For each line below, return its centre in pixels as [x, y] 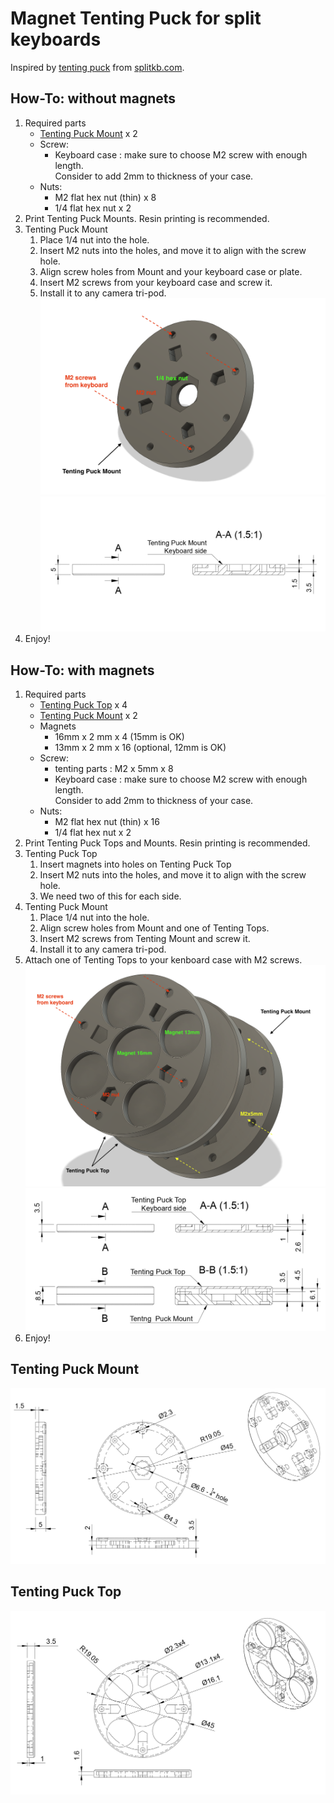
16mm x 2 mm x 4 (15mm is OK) [119, 736]
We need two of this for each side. [110, 896]
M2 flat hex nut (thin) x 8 [105, 197]
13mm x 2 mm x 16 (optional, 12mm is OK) [140, 747]
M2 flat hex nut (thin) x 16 [107, 821]
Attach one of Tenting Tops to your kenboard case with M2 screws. [163, 959]
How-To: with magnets [82, 670]
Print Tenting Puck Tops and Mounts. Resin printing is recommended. [167, 843]
